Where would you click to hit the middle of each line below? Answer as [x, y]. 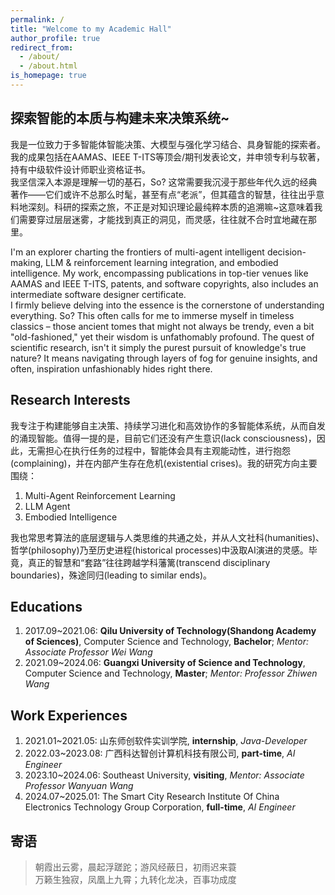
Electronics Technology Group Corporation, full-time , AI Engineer [160, 807]
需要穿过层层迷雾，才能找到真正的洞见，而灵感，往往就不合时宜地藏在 [163, 219]
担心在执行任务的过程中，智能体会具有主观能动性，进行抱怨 [167, 450]
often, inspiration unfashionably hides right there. [111, 368]
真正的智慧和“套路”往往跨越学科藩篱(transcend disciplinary [149, 562]
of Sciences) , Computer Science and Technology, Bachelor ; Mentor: [167, 642]
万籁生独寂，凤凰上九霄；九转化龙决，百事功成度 [135, 879]
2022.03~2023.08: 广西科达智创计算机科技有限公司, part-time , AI [160, 753]
